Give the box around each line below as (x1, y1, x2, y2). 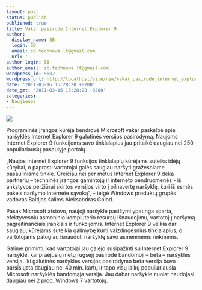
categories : (6, 93, 36, 99)
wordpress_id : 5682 (6, 71, 55, 77)
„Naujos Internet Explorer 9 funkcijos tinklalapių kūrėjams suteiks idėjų (6, 157, 180, 165)
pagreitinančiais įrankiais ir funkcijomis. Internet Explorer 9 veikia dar (6, 220, 177, 227)
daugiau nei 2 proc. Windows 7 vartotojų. (6, 277, 108, 284)
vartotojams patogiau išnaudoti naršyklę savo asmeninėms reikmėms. (6, 233, 179, 240)
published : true (6, 20, 47, 26)
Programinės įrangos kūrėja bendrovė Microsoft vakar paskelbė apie (6, 126, 176, 133)
